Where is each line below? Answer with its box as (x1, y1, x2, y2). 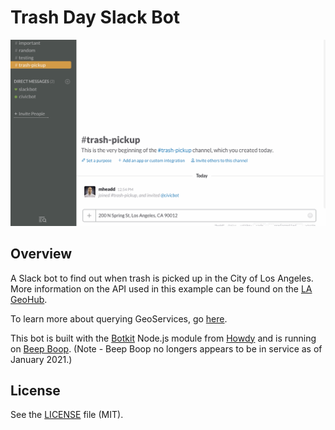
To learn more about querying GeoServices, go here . (10, 312, 228, 325)
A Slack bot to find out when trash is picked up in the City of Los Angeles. (10, 272, 314, 284)
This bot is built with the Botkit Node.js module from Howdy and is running (10, 332, 317, 344)
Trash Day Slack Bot (10, 6, 181, 29)
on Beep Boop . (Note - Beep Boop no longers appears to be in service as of (10, 342, 323, 355)
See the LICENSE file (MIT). (10, 409, 124, 421)
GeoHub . (10, 293, 48, 305)
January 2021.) (10, 353, 73, 365)
